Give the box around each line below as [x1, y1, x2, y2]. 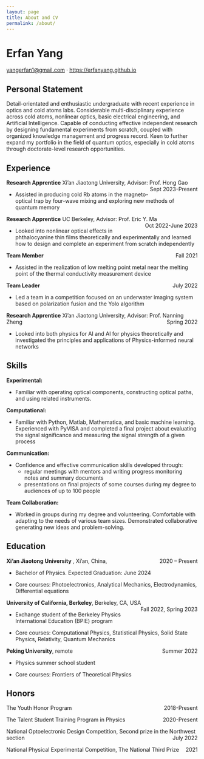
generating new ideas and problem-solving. [15, 523, 124, 531]
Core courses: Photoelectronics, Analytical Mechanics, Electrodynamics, [15, 580, 197, 588]
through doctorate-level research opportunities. [6, 145, 126, 152]
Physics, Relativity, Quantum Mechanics [15, 635, 115, 642]
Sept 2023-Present [149, 185, 198, 192]
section [6, 734, 25, 741]
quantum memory [15, 203, 60, 211]
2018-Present [163, 704, 198, 712]
